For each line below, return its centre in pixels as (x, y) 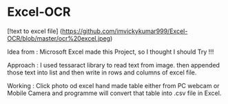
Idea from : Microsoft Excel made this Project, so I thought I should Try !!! (111, 52)
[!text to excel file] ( (35, 31)
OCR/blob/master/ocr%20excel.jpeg (59, 38)
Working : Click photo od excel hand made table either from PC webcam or (113, 85)
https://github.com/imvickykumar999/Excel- (125, 31)
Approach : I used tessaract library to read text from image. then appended (114, 65)
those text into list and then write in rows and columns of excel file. (102, 72)
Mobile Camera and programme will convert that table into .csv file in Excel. (114, 93)
